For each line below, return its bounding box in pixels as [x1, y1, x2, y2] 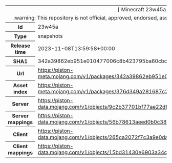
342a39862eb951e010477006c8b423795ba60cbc [37, 57, 167, 65]
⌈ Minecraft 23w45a [117, 6, 166, 13]
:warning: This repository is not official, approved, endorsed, [13, 14, 159, 21]
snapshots [37, 33, 63, 39]
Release [10, 42, 31, 49]
